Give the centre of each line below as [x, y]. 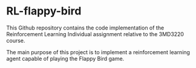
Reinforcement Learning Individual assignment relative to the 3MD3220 [95, 34]
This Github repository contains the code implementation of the [85, 28]
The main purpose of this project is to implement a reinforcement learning [98, 52]
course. [16, 40]
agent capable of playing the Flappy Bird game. [65, 58]
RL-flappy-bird [44, 11]
